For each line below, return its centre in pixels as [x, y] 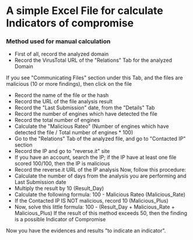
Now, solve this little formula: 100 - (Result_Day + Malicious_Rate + [94, 207]
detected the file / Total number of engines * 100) [74, 133]
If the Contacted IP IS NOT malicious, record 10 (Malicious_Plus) [92, 201]
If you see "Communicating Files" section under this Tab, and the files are [94, 78]
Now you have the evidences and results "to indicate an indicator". [86, 231]
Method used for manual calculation [58, 41]
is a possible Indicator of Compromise [60, 220]
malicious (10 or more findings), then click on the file [69, 84]
